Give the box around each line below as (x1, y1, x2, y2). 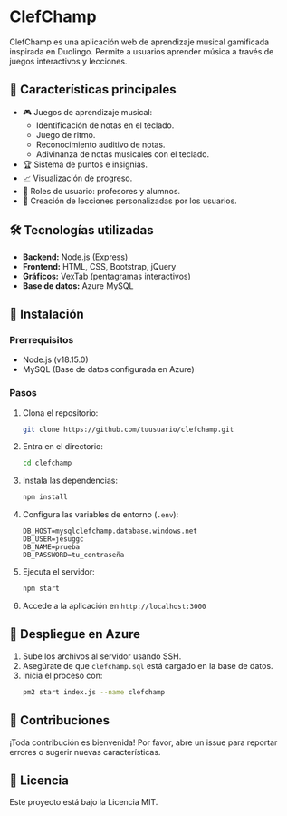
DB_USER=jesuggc (22, 535, 84, 544)
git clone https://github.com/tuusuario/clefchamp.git (22, 425, 234, 434)
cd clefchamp (22, 458, 72, 468)
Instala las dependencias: (22, 475, 118, 487)
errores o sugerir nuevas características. (9, 746, 161, 757)
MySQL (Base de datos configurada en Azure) (22, 364, 195, 375)
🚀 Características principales (9, 82, 177, 97)
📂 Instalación (9, 306, 84, 321)
